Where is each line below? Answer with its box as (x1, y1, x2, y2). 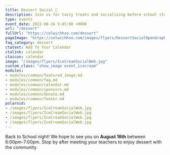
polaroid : (5, 101, 26, 106)
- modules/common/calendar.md (5, 82, 69, 87)
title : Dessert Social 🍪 (5, 7, 58, 13)
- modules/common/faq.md (5, 77, 58, 83)
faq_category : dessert (5, 40, 53, 45)
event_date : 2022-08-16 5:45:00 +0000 (5, 21, 87, 27)
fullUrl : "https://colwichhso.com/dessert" (5, 31, 99, 36)
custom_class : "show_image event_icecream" (5, 63, 99, 68)
